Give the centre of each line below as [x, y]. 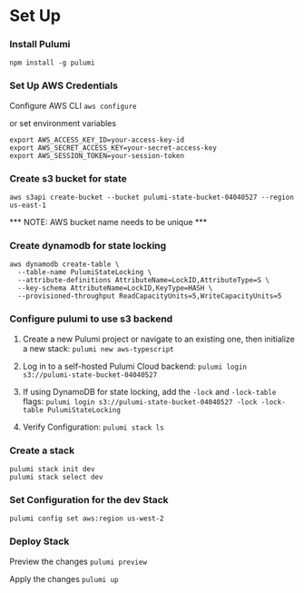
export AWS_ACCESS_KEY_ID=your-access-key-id [97, 140]
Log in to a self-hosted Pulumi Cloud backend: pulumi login [135, 366]
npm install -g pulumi [52, 63]
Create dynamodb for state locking [88, 246]
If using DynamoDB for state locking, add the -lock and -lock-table [149, 391]
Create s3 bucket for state [68, 178]
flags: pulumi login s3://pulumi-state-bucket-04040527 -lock [140, 401]
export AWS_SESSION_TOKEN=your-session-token [97, 155]
